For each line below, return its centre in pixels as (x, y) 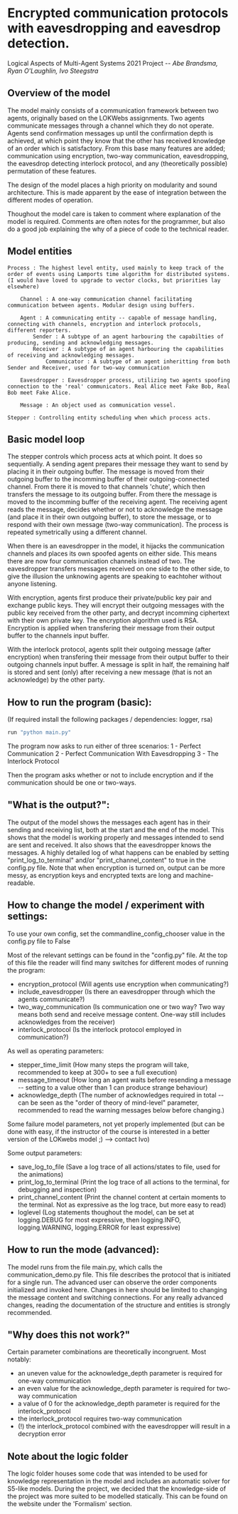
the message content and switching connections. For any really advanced (115, 1297)
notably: (20, 1359)
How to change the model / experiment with (106, 905)
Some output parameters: (45, 1152)
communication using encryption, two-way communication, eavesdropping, (118, 155)
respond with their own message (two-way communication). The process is (118, 525)
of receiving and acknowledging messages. (71, 355)
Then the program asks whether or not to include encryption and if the (110, 775)
